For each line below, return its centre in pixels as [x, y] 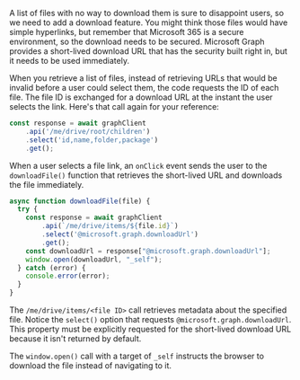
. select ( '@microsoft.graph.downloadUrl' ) [120, 234]
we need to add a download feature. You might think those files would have [149, 22]
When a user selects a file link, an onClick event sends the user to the [138, 165]
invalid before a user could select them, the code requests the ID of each [144, 88]
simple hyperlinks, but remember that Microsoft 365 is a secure [127, 32]
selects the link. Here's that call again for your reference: [115, 106]
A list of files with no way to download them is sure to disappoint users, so [147, 13]
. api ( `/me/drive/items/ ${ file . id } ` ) [110, 226]
